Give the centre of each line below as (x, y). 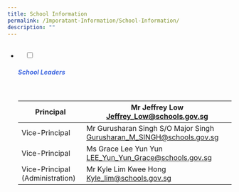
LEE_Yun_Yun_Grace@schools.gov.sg (149, 158)
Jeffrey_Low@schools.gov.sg (157, 117)
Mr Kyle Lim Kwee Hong (126, 169)
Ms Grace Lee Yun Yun (124, 149)
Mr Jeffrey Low (157, 107)
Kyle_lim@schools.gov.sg (129, 178)
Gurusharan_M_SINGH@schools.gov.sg (153, 137)
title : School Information (47, 14)
